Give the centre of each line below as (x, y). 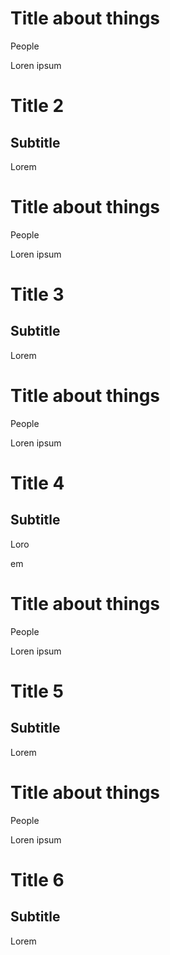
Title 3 (37, 294)
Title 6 (37, 879)
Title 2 (37, 106)
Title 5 (37, 691)
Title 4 (37, 483)
